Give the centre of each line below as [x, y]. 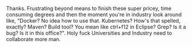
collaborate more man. [33, 39]
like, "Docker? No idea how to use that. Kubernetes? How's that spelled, [93, 21]
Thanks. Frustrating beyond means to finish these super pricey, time [89, 8]
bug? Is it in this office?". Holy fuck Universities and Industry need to [89, 33]
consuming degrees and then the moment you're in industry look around [94, 15]
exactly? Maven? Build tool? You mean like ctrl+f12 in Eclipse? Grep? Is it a [96, 27]
